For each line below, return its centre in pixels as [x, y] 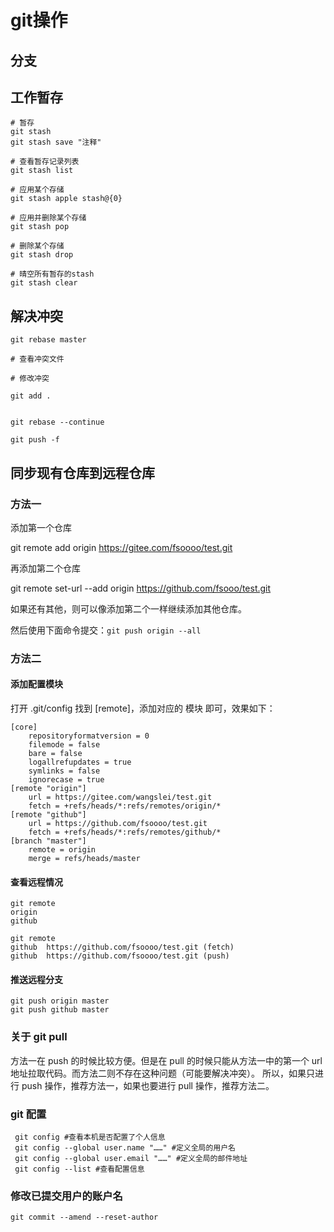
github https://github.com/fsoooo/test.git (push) [120, 956]
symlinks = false [64, 771]
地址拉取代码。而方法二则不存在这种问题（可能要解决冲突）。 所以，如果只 [162, 1073]
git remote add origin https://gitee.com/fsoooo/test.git [121, 547]
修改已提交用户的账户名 [66, 1196]
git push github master [60, 1010]
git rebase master [48, 340]
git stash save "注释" [56, 142]
